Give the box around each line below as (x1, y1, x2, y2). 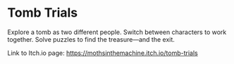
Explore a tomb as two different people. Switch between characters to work (7, 28, 227, 36)
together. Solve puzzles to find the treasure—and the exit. (7, 35, 175, 43)
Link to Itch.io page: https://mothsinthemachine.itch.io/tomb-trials (7, 49, 199, 57)
